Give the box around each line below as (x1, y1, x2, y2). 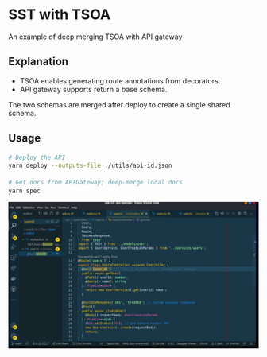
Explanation (8, 55, 69, 68)
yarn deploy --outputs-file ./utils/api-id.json (8, 161, 172, 170)
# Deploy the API (8, 153, 66, 161)
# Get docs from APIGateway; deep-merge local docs (8, 179, 183, 187)
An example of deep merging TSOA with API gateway (8, 32, 183, 41)
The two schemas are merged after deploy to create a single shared (8, 99, 230, 109)
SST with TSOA (8, 6, 111, 24)
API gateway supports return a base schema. (19, 84, 168, 94)
